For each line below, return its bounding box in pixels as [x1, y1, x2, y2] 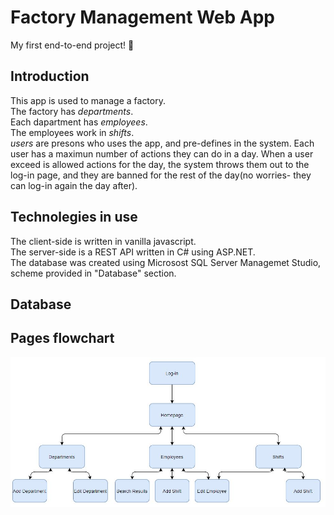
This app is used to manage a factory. [10, 94, 166, 106]
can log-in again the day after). [10, 179, 138, 191]
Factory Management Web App [10, 6, 275, 29]
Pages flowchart [10, 330, 115, 347]
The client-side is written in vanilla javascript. [10, 235, 197, 247]
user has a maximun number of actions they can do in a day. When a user [10, 147, 314, 160]
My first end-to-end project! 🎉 [10, 39, 135, 51]
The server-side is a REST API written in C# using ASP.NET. [10, 246, 256, 258]
